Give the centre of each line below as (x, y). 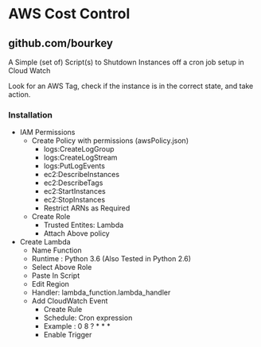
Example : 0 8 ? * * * (77, 326)
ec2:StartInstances (74, 191)
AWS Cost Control (69, 14)
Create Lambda (45, 242)
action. (19, 94)
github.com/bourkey (61, 43)
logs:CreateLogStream (80, 158)
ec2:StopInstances (74, 200)
